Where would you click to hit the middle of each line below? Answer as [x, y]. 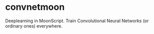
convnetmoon [35, 7]
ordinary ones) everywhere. [34, 26]
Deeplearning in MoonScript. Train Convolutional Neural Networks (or [77, 21]
